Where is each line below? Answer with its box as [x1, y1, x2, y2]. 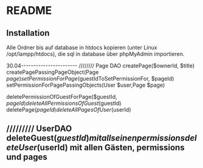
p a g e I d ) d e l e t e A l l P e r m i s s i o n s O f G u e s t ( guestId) [6, 99, 122, 107]
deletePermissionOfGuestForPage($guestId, [6, 93, 117, 100]
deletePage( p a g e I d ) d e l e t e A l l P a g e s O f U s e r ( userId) [6, 106, 131, 113]
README [6, 4, 52, 18]
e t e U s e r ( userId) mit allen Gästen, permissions [6, 143, 185, 153]
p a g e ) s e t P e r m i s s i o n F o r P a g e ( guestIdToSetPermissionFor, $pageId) [6, 75, 174, 82]
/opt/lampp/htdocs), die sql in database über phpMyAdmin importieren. [6, 50, 185, 58]
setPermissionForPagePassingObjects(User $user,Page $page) [6, 81, 165, 89]
